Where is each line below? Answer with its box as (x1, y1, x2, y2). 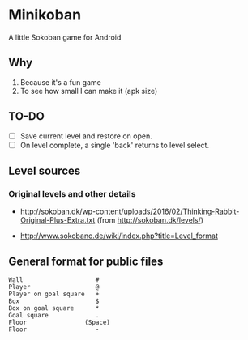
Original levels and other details (8, 189, 136, 199)
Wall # (8, 276, 100, 284)
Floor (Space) (8, 318, 111, 327)
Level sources (8, 164, 81, 178)
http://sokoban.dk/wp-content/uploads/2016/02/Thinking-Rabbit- (19, 206, 240, 216)
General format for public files (8, 254, 164, 268)
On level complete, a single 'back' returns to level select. (19, 140, 209, 150)
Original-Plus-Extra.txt (19, 215, 96, 225)
